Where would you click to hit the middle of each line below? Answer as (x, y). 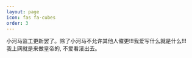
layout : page (23, 12)
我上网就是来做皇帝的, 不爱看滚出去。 (53, 48)
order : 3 (17, 23)
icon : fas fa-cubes (31, 18)
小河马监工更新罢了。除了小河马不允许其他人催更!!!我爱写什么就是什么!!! (97, 41)
